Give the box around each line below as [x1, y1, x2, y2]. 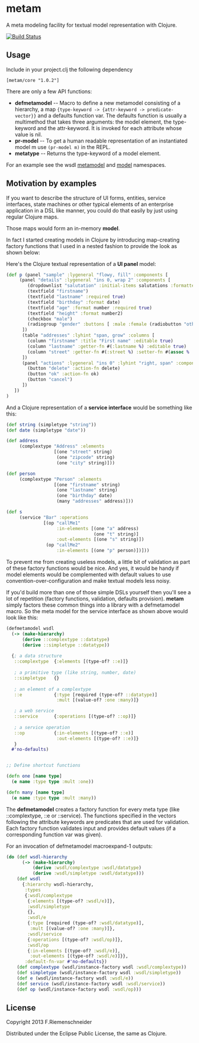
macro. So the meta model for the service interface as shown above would [6, 608, 188, 615]
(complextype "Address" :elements [19, 443, 105, 449]
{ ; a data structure [11, 653, 62, 659]
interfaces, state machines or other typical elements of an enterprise [6, 201, 174, 208]
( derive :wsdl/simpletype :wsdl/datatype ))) [32, 870, 145, 877]
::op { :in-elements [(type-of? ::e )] [14, 730, 134, 736]
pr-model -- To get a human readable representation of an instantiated [14, 137, 188, 144]
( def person [6, 471, 36, 477]
